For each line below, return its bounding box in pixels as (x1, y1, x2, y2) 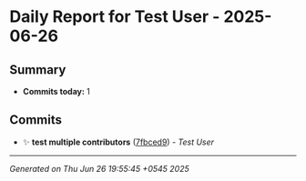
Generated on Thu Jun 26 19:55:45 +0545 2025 (9, 163, 189, 174)
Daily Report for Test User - (9, 6, 220, 27)
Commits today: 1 (22, 86, 91, 96)
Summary (9, 62, 66, 77)
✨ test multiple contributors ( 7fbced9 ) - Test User (22, 136, 215, 147)
